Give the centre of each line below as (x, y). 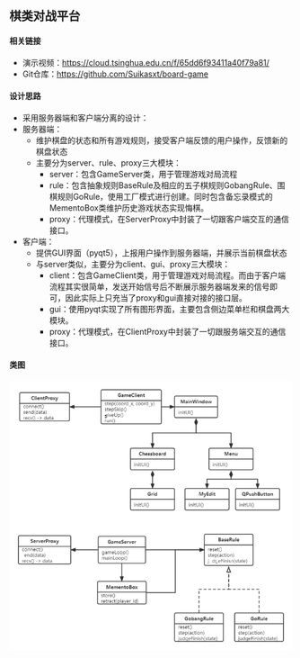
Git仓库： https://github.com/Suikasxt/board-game (115, 74)
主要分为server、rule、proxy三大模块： (108, 162)
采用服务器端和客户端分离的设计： (85, 117)
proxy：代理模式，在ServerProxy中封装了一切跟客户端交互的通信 (169, 219)
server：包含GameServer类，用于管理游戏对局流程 (143, 174)
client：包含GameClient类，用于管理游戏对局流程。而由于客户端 (167, 275)
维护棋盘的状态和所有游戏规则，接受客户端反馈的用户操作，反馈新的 (162, 140)
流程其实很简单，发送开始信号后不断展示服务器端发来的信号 (159, 286)
